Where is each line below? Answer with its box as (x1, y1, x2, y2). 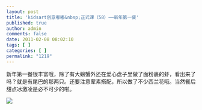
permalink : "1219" (6, 53, 52, 59)
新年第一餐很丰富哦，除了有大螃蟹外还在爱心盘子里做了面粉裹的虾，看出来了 (6, 70, 196, 78)
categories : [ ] (6, 48, 47, 54)
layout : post (6, 8, 39, 15)
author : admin (6, 25, 42, 32)
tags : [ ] (6, 42, 31, 48)
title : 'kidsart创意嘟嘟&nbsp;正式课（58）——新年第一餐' (6, 14, 139, 20)
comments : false (6, 31, 47, 37)
